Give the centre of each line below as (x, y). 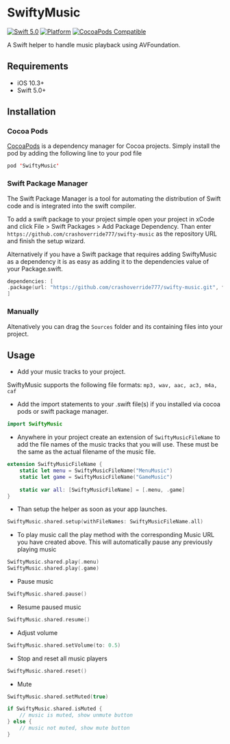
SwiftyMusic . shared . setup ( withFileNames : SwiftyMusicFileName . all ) (105, 522)
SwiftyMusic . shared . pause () (47, 594)
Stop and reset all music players (62, 658)
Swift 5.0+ (31, 90)
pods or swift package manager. (62, 412)
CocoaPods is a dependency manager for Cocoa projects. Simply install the (114, 146)
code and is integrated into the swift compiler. (72, 206)
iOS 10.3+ (30, 83)
